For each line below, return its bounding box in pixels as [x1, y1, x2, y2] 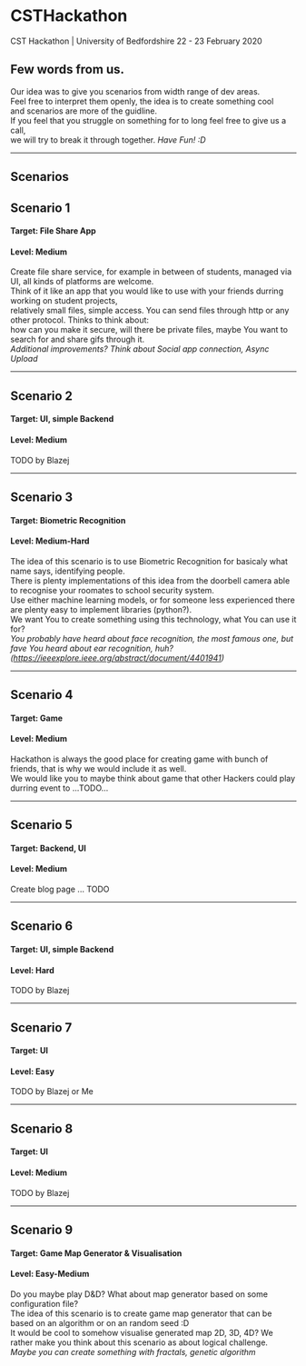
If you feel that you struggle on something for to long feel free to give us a [10, 115, 287, 125]
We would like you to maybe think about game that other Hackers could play [10, 773, 296, 783]
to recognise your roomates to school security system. [10, 584, 214, 595]
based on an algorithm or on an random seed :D [10, 1317, 190, 1328]
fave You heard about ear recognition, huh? [10, 643, 173, 653]
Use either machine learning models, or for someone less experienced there [10, 594, 296, 605]
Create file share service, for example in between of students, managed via [10, 266, 292, 277]
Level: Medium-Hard [10, 535, 90, 546]
